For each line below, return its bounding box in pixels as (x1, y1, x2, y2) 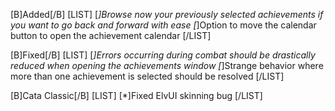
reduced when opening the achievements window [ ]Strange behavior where (10, 60, 324, 71)
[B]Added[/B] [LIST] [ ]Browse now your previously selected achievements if (10, 9, 324, 20)
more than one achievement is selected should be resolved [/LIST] (10, 70, 285, 82)
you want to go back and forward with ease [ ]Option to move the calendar (10, 19, 317, 31)
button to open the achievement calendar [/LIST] (10, 30, 212, 41)
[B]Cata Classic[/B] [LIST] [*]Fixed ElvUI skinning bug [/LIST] (10, 90, 263, 101)
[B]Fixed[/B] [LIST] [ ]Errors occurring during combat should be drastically (10, 49, 316, 61)
